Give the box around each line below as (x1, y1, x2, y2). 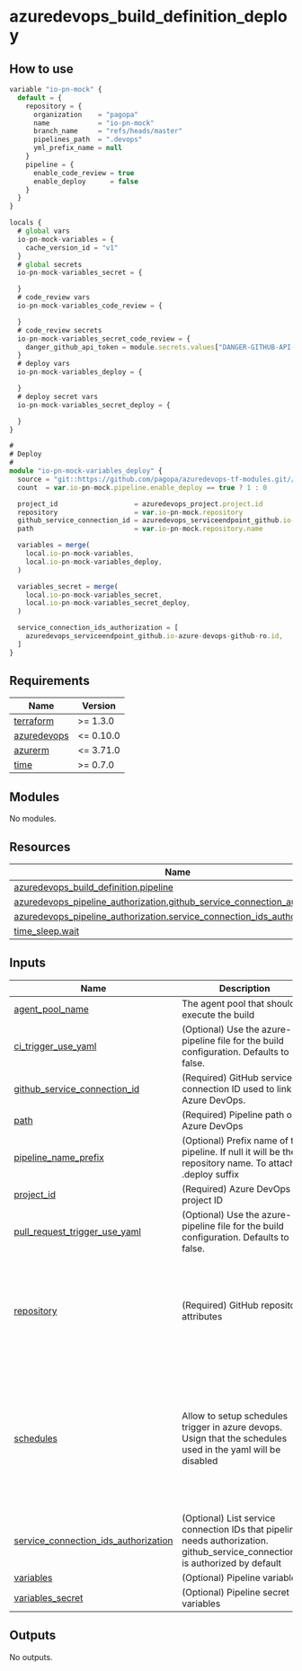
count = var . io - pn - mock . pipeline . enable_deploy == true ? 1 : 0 (17, 483, 268, 492)
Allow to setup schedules (181, 1409, 289, 1422)
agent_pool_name (13, 1002, 90, 1015)
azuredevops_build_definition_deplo (9, 6, 288, 27)
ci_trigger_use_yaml (13, 1040, 97, 1053)
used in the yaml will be (181, 1444, 281, 1456)
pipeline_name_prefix (13, 1151, 105, 1163)
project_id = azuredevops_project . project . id (17, 499, 263, 509)
